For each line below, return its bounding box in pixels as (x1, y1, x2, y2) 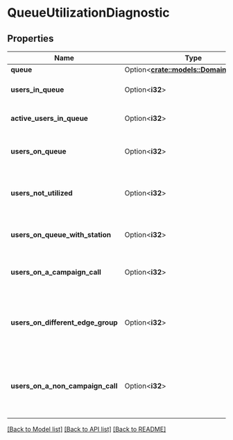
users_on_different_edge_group (10, 318, 118, 327)
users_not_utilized (10, 188, 73, 197)
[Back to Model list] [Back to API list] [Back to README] (7, 425, 166, 433)
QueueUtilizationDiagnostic (7, 5, 170, 21)
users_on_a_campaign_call (10, 268, 102, 277)
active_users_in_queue (10, 113, 89, 123)
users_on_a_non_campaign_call (10, 381, 118, 391)
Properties (7, 33, 54, 44)
